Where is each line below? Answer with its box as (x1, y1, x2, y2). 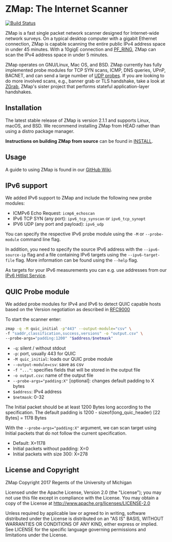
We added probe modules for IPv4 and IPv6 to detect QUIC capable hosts (5, 301, 161, 307)
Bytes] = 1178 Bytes (5, 415, 47, 421)
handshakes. (5, 89, 32, 95)
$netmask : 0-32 (12, 394, 45, 400)
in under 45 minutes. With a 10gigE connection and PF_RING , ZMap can (5, 46, 156, 52)
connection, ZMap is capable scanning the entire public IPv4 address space (5, 40, 166, 47)
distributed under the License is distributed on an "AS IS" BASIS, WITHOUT (5, 515, 164, 522)
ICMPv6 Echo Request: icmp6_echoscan (12, 210, 95, 216)
